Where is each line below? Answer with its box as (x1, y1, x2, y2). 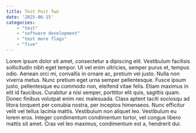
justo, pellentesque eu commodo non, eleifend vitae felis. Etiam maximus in (6, 82, 189, 89)
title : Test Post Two (6, 8, 59, 15)
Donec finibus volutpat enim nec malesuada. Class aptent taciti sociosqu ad (6, 95, 190, 102)
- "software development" (16, 31, 81, 36)
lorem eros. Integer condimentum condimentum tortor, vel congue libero (6, 114, 181, 121)
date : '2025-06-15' (6, 14, 54, 20)
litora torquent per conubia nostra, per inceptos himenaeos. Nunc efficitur (6, 101, 185, 108)
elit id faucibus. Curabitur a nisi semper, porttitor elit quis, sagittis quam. (6, 89, 181, 96)
